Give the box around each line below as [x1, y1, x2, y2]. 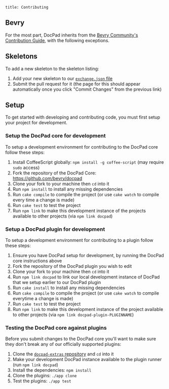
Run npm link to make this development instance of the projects [12, 207, 146, 214]
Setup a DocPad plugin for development [5, 226, 105, 233]
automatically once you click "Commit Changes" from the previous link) [12, 86, 162, 92]
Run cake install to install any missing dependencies [12, 285, 125, 291]
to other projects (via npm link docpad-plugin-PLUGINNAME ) [12, 312, 134, 318]
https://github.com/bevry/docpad [12, 175, 82, 181]
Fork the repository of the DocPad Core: [12, 170, 97, 176]
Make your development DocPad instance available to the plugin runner [12, 357, 162, 363]
